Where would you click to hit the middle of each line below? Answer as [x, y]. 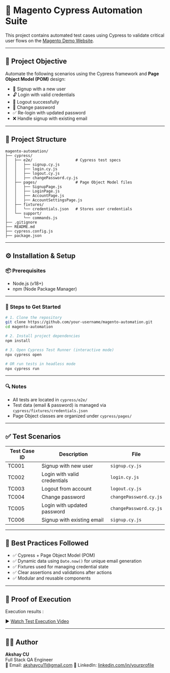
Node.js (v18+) [28, 283]
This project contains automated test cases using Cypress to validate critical [85, 35]
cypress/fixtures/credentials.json [50, 411]
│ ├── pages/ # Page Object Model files [69, 182]
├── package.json [24, 236]
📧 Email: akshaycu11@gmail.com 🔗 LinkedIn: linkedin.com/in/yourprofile [80, 665]
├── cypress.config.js [29, 231]
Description [73, 454]
